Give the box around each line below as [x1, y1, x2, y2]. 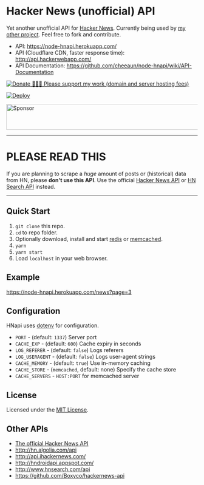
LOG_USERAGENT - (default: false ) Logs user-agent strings [15, 353, 156, 361]
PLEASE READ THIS [6, 150, 106, 164]
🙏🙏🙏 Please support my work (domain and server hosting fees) [32, 80, 189, 87]
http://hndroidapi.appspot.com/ [15, 459, 94, 466]
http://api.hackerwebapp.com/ [15, 55, 92, 63]
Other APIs [6, 424, 49, 434]
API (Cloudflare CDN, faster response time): [15, 49, 125, 56]
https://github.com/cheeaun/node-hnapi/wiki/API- [66, 62, 192, 69]
